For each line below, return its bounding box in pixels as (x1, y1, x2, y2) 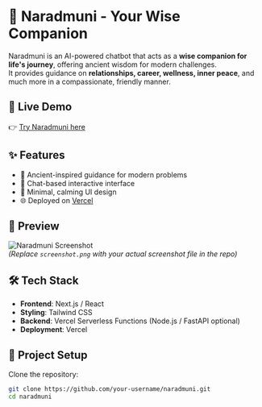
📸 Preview (8, 219, 60, 233)
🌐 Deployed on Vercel (19, 195, 94, 205)
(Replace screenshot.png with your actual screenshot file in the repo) (8, 249, 238, 259)
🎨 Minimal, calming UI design (19, 187, 117, 197)
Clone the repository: (8, 370, 79, 379)
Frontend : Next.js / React (19, 299, 105, 309)
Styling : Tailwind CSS (19, 308, 93, 318)
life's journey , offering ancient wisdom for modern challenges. (8, 60, 218, 69)
